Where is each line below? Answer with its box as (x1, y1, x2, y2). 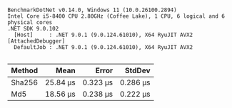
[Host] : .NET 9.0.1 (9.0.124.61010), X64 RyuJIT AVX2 (14, 31, 193, 38)
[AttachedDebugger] (7, 38, 66, 45)
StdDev (124, 65, 151, 75)
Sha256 (11, 77, 38, 87)
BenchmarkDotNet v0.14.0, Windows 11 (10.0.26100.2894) (7, 6, 177, 13)
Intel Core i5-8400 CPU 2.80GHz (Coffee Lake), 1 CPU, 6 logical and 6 (7, 13, 225, 20)
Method (11, 65, 39, 75)
